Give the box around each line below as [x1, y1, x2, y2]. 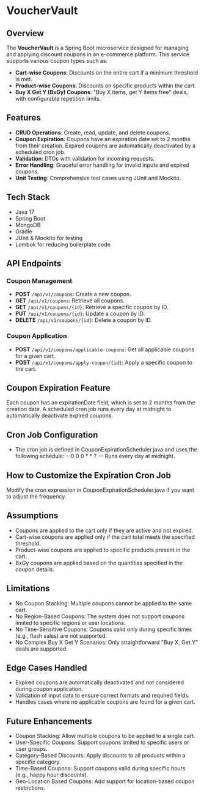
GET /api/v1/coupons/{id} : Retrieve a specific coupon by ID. [15, 304, 169, 311]
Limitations [6, 583, 50, 594]
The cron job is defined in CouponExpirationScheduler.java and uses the [15, 446, 197, 453]
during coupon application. [15, 685, 84, 693]
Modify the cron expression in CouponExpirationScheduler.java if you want [6, 486, 194, 494]
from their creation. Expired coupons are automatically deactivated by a [15, 142, 196, 149]
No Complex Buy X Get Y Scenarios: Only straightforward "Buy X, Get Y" [15, 638, 199, 646]
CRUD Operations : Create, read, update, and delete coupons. [15, 129, 171, 136]
